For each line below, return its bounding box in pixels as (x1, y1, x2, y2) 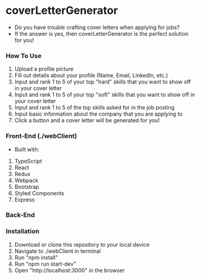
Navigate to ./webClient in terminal (14, 247, 101, 255)
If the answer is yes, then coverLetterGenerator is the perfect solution (14, 30, 189, 37)
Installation (5, 227, 40, 236)
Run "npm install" (14, 253, 58, 261)
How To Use (5, 51, 42, 60)
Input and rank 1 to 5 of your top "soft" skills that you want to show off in (14, 91, 195, 99)
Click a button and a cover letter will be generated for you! (14, 117, 160, 124)
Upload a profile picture (14, 65, 74, 73)
